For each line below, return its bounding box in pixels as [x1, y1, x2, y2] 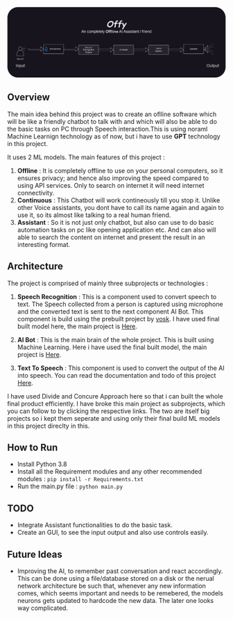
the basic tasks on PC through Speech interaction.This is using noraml [7, 124, 208, 133]
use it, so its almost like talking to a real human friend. [17, 211, 171, 219]
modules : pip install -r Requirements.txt [17, 475, 144, 483]
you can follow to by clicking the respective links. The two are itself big [7, 407, 210, 415]
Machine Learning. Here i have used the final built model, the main [17, 343, 207, 351]
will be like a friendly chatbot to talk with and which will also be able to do [7, 117, 217, 125]
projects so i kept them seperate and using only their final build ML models [7, 414, 221, 422]
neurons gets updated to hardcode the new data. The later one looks [17, 596, 214, 604]
